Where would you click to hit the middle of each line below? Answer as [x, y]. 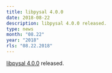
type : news [20, 29]
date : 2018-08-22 [28, 18]
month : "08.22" [25, 35]
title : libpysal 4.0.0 [35, 12]
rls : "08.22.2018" [29, 46]
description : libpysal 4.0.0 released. [57, 23]
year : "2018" [23, 40]
